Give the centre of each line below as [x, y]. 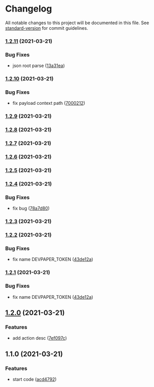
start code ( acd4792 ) [34, 379]
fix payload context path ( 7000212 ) [49, 103]
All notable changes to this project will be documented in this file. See [77, 23]
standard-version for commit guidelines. [47, 28]
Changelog [29, 9]
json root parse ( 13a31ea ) [39, 66]
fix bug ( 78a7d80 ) [31, 208]
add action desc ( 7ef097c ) [40, 338]
